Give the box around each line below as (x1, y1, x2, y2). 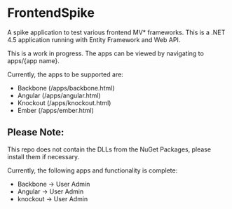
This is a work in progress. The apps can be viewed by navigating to (7, 49, 205, 58)
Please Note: (7, 126, 64, 138)
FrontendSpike (7, 5, 95, 21)
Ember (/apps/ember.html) (17, 106, 95, 114)
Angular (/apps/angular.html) (17, 91, 101, 100)
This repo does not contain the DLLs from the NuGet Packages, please (7, 145, 212, 154)
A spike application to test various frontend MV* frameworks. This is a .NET (7, 28, 226, 36)
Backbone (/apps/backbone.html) (17, 83, 115, 92)
